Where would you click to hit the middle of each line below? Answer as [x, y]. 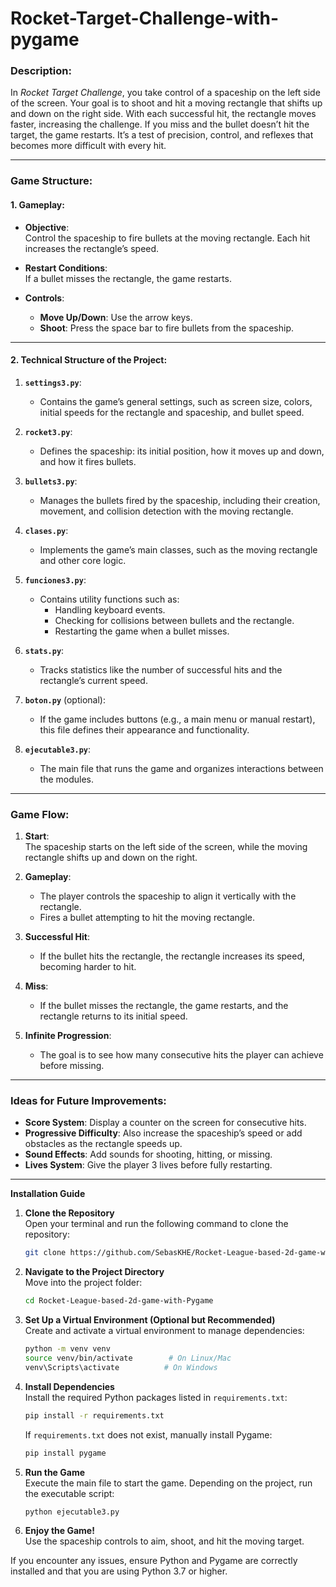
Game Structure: [51, 181]
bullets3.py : [51, 481]
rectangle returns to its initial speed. [113, 1016]
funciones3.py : [55, 579]
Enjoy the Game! [59, 1531]
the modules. [67, 779]
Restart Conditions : [66, 268]
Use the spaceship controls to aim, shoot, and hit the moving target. [164, 1541]
